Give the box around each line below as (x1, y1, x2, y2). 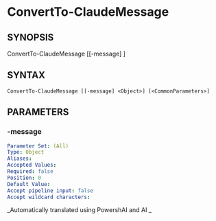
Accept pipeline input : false (7, 187, 94, 194)
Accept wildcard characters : (7, 194, 91, 200)
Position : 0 (7, 174, 41, 181)
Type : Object (7, 149, 45, 156)
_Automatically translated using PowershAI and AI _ (7, 206, 152, 214)
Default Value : (7, 181, 51, 187)
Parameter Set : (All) (7, 142, 69, 150)
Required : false (7, 168, 53, 175)
